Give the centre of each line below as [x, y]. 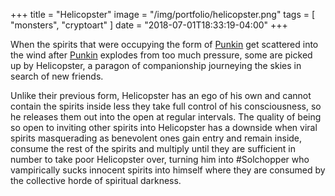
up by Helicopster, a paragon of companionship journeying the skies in [156, 65]
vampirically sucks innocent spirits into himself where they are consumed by [168, 170]
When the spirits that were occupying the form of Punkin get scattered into [164, 44]
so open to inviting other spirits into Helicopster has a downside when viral [164, 127]
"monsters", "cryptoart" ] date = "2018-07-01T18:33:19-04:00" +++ [149, 25]
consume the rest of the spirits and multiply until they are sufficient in [153, 148]
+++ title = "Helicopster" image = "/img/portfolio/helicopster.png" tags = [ [163, 14]
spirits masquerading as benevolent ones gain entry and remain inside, [156, 138]
